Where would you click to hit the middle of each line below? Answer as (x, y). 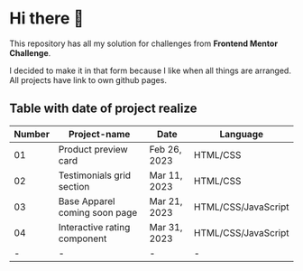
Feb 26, (165, 149)
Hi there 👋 (46, 19)
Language (242, 134)
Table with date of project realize (103, 109)
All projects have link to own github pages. (88, 79)
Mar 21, (166, 201)
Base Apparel (87, 201)
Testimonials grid (95, 175)
